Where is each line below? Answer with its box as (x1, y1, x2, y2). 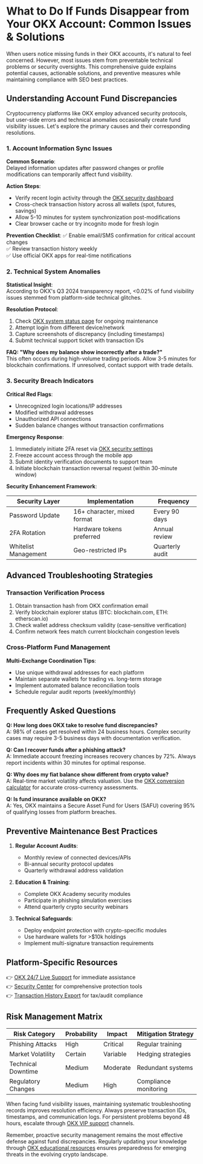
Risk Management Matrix (6, 1012, 103, 1022)
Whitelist (9, 542, 34, 550)
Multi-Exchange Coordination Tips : (6, 657, 97, 664)
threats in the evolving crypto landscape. (6, 1151, 108, 1158)
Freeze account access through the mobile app (14, 451, 133, 459)
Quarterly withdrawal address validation (24, 867, 124, 874)
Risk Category (13, 1029, 56, 1038)
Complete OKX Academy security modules (24, 890, 131, 898)
